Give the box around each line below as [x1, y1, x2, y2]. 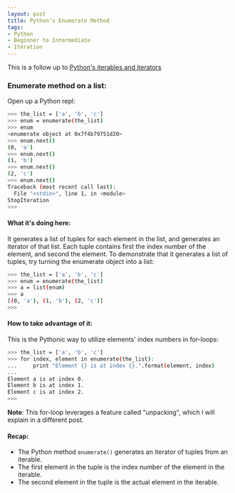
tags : [7, 23, 23, 31]
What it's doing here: [7, 218, 71, 228]
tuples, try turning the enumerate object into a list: [7, 257, 155, 265]
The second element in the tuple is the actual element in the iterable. [17, 478, 219, 487]
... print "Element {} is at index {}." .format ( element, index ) [7, 362, 215, 369]
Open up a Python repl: [7, 97, 75, 105]
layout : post [7, 10, 46, 18]
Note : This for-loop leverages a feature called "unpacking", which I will [7, 408, 215, 417]
